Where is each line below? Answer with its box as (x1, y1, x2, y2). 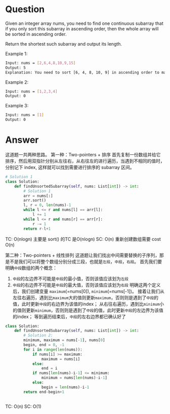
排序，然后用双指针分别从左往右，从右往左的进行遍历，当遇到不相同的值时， (5, 158, 165, 164)
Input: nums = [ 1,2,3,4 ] (5, 89, 58, 94)
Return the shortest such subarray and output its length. (5, 40, 122, 47)
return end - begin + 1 (23, 389, 65, 394)
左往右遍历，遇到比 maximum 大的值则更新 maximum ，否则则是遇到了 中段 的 (12, 295, 158, 301)
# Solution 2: (23, 333, 53, 338)
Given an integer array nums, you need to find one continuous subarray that (5, 20, 163, 26)
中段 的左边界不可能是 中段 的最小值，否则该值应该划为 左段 (12, 275, 129, 281)
